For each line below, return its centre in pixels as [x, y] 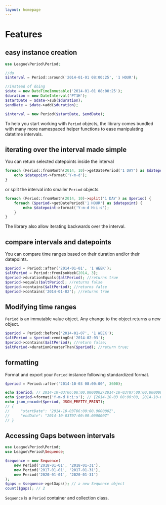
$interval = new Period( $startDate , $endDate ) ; [55, 114]
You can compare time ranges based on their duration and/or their [72, 254]
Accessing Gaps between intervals [60, 436]
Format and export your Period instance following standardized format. [77, 374]
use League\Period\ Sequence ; [35, 452]
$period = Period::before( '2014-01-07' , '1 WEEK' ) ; [59, 333]
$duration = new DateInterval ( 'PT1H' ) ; [46, 96]
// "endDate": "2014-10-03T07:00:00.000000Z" [57, 416]
